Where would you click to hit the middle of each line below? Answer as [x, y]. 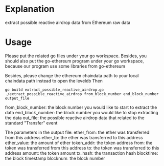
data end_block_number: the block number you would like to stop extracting [82, 112]
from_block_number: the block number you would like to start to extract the [81, 107]
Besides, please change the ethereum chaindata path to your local [72, 75]
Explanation [30, 9]
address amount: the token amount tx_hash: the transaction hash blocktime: [82, 153]
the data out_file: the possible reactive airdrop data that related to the [75, 118]
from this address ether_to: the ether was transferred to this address [74, 137]
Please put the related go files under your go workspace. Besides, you [76, 56]
